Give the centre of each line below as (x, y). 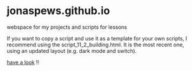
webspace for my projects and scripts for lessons (67, 27)
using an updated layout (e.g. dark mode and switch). (72, 50)
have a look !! (23, 62)
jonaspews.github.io (58, 11)
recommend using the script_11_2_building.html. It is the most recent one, (95, 45)
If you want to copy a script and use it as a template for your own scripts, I (97, 38)
